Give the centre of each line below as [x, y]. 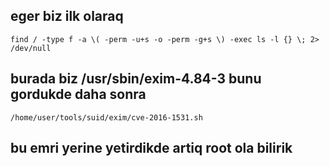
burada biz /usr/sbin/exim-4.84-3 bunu [136, 79]
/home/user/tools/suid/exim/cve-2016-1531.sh [106, 117]
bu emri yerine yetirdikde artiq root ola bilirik [151, 148]
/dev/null [31, 48]
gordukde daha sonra [78, 94]
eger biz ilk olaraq [67, 16]
